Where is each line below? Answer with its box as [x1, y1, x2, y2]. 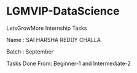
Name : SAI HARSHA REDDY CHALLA [6, 36, 101, 43]
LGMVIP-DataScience [6, 4, 120, 18]
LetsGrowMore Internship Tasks [6, 24, 87, 32]
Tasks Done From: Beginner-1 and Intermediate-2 [6, 60, 131, 67]
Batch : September [6, 47, 54, 55]
